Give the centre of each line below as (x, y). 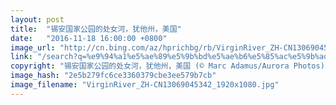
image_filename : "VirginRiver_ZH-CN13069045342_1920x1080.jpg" (145, 85)
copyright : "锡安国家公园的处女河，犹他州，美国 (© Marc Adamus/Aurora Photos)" (170, 66)
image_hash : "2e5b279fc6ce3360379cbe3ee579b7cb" (113, 76)
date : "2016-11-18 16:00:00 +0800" (89, 38)
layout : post (37, 19)
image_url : (33, 47)
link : (21, 57)
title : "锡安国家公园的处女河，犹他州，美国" (96, 29)
